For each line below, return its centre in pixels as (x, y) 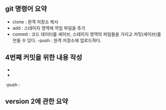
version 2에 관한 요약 (37, 101)
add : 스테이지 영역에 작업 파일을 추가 (49, 28)
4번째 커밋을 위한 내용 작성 (44, 58)
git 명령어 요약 (26, 9)
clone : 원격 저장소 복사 (35, 22)
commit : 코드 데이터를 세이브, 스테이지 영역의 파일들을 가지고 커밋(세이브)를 (86, 34)
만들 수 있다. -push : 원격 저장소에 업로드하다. (57, 40)
